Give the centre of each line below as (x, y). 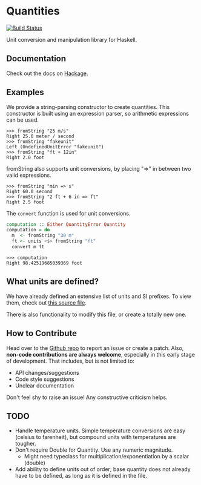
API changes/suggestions (47, 372)
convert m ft (28, 247)
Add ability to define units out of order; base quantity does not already (103, 469)
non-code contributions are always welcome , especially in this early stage (101, 354)
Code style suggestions (44, 379)
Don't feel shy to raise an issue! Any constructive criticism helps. (87, 397)
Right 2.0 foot (25, 157)
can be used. (23, 120)
